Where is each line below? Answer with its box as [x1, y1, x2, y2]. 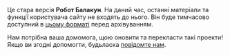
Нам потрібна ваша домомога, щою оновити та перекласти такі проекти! [7, 33, 223, 41]
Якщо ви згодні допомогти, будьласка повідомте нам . [7, 41, 166, 48]
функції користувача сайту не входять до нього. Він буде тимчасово [7, 13, 210, 21]
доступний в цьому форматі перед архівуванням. [7, 20, 153, 28]
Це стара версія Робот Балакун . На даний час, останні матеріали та [7, 6, 209, 14]
